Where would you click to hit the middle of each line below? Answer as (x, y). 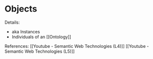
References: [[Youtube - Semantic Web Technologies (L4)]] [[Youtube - (77, 46)
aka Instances (26, 31)
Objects (21, 9)
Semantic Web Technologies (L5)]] (40, 51)
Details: (12, 22)
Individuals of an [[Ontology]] (41, 37)
